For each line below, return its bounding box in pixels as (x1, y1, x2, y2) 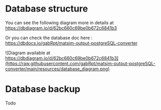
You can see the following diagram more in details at (5, 20, 114, 26)
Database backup (5, 83, 80, 95)
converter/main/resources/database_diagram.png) (5, 66, 110, 72)
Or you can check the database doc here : (5, 35, 93, 41)
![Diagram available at (5, 50, 50, 56)
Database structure (5, 3, 88, 15)
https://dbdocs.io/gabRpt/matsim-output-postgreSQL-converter (5, 40, 138, 46)
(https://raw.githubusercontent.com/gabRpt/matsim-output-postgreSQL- (5, 60, 156, 66)
